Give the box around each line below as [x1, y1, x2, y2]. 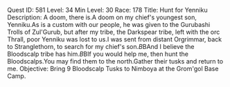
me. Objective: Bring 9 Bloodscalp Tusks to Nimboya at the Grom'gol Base [7, 65, 219, 72]
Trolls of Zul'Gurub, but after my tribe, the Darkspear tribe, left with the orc [7, 28, 220, 36]
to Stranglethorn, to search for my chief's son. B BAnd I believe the [7, 43, 195, 50]
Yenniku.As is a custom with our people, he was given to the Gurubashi [7, 21, 211, 28]
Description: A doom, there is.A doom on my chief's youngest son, [7, 13, 197, 21]
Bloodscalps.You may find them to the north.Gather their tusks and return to [7, 57, 224, 65]
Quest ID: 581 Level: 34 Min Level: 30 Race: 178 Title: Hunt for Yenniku [7, 6, 208, 14]
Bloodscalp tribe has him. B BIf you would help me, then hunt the [7, 50, 189, 58]
